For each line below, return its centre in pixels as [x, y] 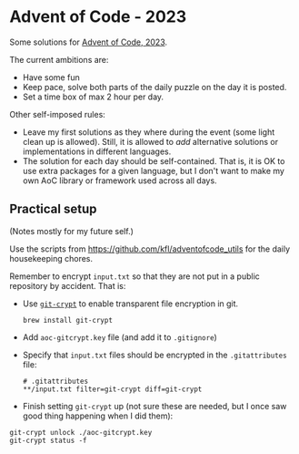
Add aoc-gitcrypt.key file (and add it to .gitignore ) [120, 337]
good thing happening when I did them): [98, 416]
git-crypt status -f [49, 440]
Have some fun [51, 77]
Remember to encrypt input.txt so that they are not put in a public [135, 276]
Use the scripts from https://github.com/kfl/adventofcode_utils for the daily [150, 249]
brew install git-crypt [68, 320]
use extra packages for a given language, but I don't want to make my [153, 170]
